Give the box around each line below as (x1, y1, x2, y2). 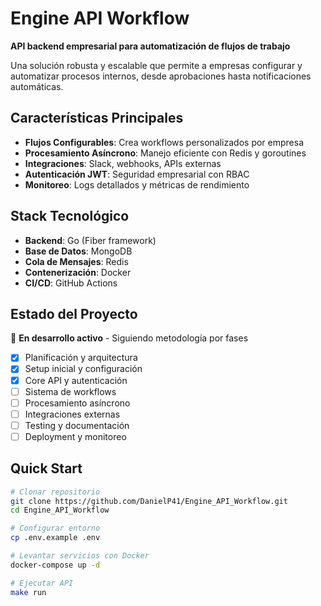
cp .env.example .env (10, 533, 101, 543)
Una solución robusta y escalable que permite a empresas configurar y (10, 59, 303, 71)
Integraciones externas (24, 408, 121, 420)
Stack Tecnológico (10, 208, 130, 225)
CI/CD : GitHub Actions (24, 277, 118, 289)
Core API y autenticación (24, 374, 128, 386)
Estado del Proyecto (10, 305, 138, 322)
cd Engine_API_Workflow (10, 505, 110, 516)
